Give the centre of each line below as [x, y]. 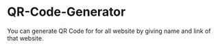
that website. [25, 38]
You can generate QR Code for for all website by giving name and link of [109, 31]
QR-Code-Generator [66, 12]
